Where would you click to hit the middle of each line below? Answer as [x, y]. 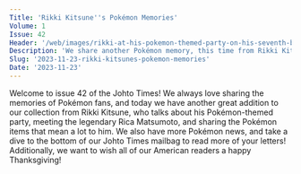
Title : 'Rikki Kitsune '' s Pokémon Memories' [94, 17]
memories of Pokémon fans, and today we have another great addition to [144, 102]
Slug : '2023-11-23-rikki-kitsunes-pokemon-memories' [110, 59]
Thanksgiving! [35, 160]
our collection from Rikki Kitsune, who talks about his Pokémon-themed [142, 112]
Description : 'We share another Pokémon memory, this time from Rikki [144, 51]
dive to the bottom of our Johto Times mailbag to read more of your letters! [148, 141]
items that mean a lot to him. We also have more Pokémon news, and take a [149, 131]
